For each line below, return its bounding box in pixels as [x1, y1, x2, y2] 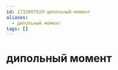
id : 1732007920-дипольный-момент [6, 8, 91, 15]
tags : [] [6, 25, 28, 32]
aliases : [6, 14, 28, 21]
